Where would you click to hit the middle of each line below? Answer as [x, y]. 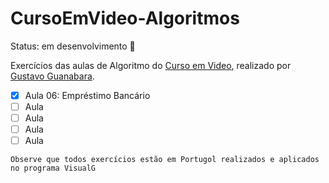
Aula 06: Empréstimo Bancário [87, 95]
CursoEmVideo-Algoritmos [125, 18]
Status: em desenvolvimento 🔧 [73, 46]
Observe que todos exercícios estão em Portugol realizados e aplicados [165, 160]
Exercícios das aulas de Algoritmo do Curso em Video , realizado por [151, 65]
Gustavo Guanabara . [52, 76]
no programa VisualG [53, 168]
